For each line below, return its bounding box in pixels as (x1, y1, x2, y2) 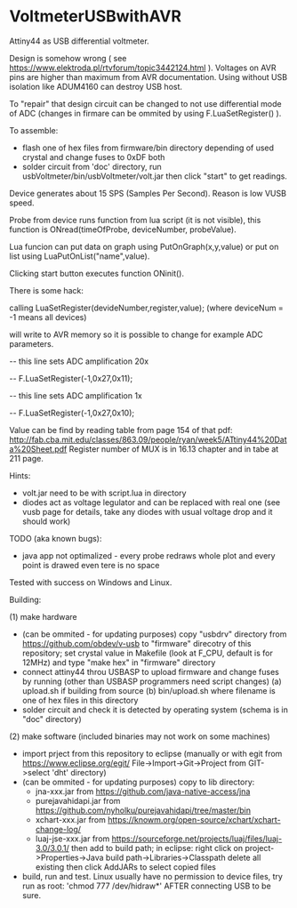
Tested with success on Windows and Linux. (9, 576, 173, 588)
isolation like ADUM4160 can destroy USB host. (9, 81, 183, 92)
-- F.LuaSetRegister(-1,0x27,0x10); (9, 407, 135, 418)
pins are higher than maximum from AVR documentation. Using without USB (9, 71, 287, 82)
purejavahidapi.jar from (35, 795, 121, 806)
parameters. (9, 338, 54, 349)
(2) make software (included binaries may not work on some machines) (9, 731, 271, 742)
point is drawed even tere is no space (21, 559, 160, 570)
